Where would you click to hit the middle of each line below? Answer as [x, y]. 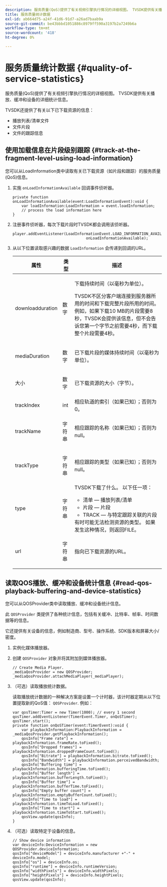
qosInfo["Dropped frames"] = [52, 747]
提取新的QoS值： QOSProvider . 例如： [55, 703]
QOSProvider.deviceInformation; [46, 849]
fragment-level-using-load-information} [69, 158]
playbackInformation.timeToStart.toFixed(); [59, 813]
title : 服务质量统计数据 [28, 14]
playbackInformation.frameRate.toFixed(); [57, 743]
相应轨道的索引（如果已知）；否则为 [115, 402]
